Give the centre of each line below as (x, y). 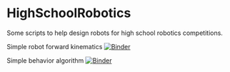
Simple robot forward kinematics (55, 46)
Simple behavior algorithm (45, 60)
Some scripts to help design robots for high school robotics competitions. (115, 33)
